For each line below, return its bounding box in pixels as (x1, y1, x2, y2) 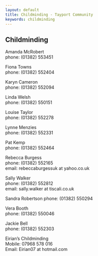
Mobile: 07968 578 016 (5, 241, 53, 247)
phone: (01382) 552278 (5, 114, 54, 121)
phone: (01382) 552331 (5, 130, 54, 136)
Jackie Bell (5, 220, 28, 227)
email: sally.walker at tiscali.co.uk (5, 186, 74, 192)
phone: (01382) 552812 (5, 180, 54, 186)
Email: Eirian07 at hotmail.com (5, 246, 68, 252)
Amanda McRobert (5, 49, 44, 55)
